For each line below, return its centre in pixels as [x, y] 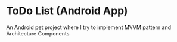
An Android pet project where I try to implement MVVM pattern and [89, 27]
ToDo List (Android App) [67, 11]
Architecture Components [38, 33]
